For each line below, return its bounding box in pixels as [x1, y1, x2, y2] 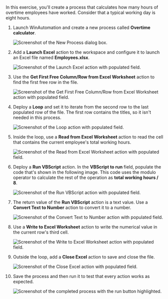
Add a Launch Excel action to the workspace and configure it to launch [12, 49, 160, 55]
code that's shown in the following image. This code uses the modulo [12, 169, 156, 175]
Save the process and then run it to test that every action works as [12, 273, 150, 279]
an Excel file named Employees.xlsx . [12, 54, 89, 60]
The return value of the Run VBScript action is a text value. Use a [12, 199, 148, 205]
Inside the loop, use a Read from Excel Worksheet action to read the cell [12, 134, 163, 139]
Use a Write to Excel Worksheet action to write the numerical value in [12, 224, 157, 229]
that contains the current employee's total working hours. [12, 139, 131, 145]
